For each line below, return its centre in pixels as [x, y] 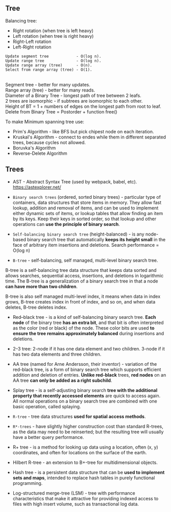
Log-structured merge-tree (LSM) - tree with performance [74, 493]
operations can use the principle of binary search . [66, 224]
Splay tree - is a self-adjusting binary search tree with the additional [85, 390]
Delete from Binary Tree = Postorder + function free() [61, 111]
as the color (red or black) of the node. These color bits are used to [83, 328]
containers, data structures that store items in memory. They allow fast [87, 202]
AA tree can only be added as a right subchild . [62, 380]
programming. [28, 483]
